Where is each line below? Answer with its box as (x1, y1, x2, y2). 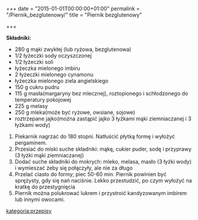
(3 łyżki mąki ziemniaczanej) (14, 152, 85, 159)
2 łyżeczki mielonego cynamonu (14, 71, 93, 78)
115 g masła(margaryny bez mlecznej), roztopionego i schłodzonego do (14, 90, 189, 97)
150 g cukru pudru (14, 84, 60, 91)
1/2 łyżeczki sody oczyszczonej (14, 52, 92, 59)
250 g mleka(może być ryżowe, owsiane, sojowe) (14, 109, 135, 116)
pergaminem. (14, 139, 47, 146)
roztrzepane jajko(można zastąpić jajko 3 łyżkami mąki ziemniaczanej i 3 (14, 115, 191, 122)
